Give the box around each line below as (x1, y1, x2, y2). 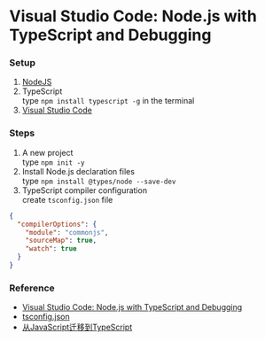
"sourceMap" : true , (25, 236, 97, 245)
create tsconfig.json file (21, 194, 113, 205)
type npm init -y (21, 157, 85, 167)
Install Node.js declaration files (21, 166, 136, 176)
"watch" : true (25, 244, 77, 253)
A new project (21, 147, 74, 158)
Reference (9, 282, 55, 294)
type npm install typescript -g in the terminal (21, 96, 195, 106)
